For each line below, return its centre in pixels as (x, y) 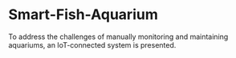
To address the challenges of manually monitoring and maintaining (118, 37)
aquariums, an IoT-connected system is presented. (92, 44)
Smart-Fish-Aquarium (83, 15)
